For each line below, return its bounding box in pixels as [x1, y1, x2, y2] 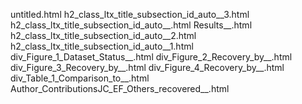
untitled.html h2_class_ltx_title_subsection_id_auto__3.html [10, 9, 250, 20]
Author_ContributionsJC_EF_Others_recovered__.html [10, 83, 230, 94]
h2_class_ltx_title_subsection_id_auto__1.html [10, 40, 194, 52]
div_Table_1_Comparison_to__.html [10, 72, 150, 84]
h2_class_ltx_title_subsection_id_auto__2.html [10, 30, 197, 41]
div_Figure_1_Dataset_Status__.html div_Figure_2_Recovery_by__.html [10, 51, 293, 63]
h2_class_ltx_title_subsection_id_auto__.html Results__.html [10, 19, 253, 31]
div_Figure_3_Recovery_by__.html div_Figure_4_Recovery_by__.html [10, 62, 285, 73]
